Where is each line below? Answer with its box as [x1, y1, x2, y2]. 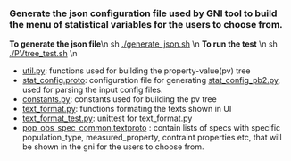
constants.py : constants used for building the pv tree [21, 94, 217, 105]
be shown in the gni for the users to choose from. [21, 141, 204, 152]
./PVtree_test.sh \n [9, 48, 78, 59]
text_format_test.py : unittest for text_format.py [21, 113, 193, 123]
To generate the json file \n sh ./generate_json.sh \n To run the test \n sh [9, 38, 279, 49]
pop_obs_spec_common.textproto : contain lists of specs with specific [21, 123, 281, 133]
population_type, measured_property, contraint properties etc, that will [21, 132, 283, 143]
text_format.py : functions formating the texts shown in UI [21, 104, 232, 114]
